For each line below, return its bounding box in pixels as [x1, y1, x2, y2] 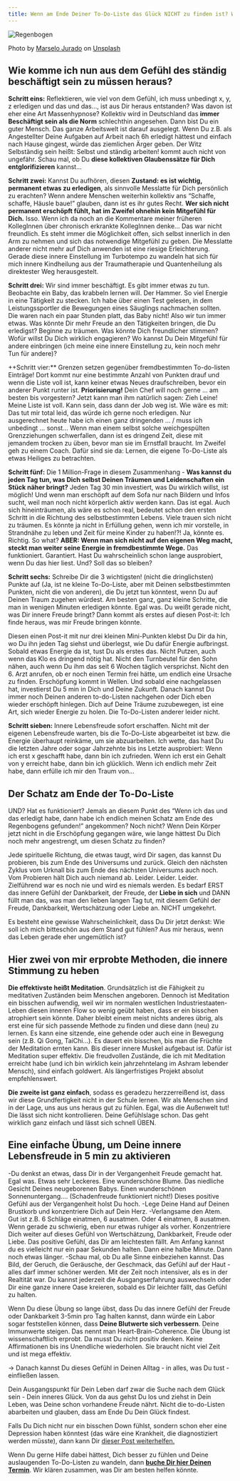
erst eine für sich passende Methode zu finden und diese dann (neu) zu [8, 1021, 219, 1030]
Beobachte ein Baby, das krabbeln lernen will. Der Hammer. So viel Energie [8, 289, 229, 297]
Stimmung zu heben [8, 964, 100, 977]
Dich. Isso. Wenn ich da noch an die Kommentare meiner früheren [8, 215, 202, 223]
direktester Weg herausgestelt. [8, 267, 99, 276]
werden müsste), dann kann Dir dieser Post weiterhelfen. [8, 1436, 175, 1445]
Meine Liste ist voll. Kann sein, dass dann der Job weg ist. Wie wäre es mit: [8, 401, 229, 410]
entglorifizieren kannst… [8, 163, 82, 171]
